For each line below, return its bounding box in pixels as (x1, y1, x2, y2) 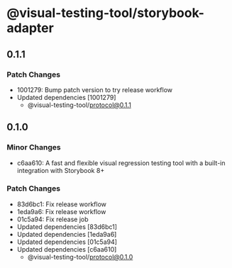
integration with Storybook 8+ (16, 166, 105, 174)
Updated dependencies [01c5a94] (16, 238, 118, 246)
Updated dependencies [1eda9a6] (16, 230, 117, 238)
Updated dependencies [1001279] (16, 93, 116, 101)
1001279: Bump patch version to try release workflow (16, 85, 173, 94)
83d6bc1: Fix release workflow (16, 200, 107, 208)
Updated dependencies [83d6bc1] (16, 222, 118, 231)
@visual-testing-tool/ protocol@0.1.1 (27, 101, 132, 109)
